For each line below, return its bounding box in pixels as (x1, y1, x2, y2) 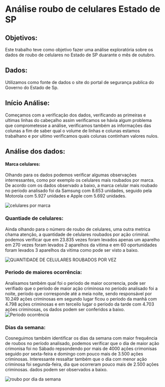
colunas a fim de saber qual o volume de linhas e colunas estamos (5, 127, 140, 134)
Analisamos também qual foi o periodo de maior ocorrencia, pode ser (5, 280, 146, 286)
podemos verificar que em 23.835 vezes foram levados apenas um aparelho (5, 236, 160, 242)
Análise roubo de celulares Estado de (5, 3, 161, 15)
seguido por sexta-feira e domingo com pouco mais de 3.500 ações (5, 351, 143, 357)
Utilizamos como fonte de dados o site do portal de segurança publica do (5, 79, 154, 85)
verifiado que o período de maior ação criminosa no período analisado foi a (5, 285, 158, 291)
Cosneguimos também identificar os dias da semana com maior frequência (5, 335, 158, 341)
